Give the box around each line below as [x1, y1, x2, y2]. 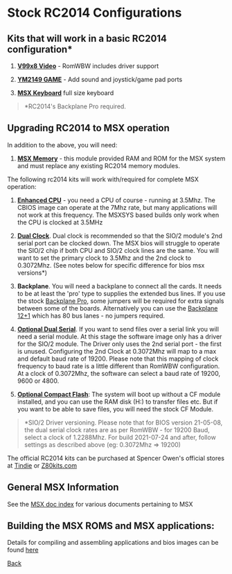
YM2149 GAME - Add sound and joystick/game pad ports [17, 75, 183, 83]
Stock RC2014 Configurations [7, 5, 182, 21]
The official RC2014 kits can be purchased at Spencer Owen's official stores [7, 454, 225, 462]
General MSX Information [7, 482, 119, 493]
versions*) [17, 268, 47, 277]
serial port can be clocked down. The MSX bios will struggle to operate [17, 238, 220, 247]
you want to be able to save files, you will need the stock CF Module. [17, 404, 214, 413]
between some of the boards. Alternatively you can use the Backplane [17, 304, 218, 312]
